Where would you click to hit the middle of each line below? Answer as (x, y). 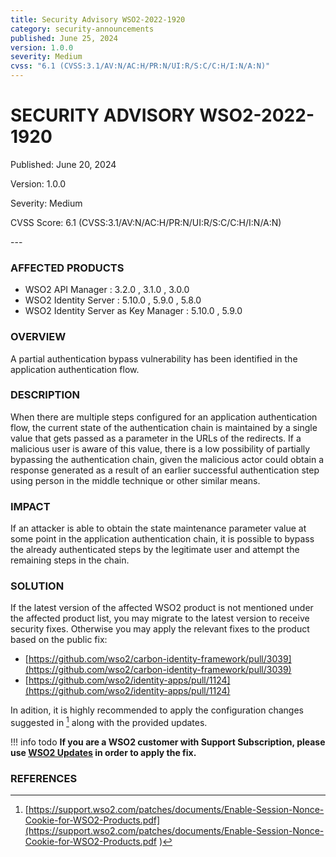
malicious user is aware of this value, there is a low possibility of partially (160, 448)
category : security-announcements (82, 29)
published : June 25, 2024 (64, 38)
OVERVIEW (38, 337)
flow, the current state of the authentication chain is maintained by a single (164, 427)
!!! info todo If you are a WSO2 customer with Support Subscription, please (168, 742)
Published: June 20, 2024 (63, 164)
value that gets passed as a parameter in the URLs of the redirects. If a (156, 438)
